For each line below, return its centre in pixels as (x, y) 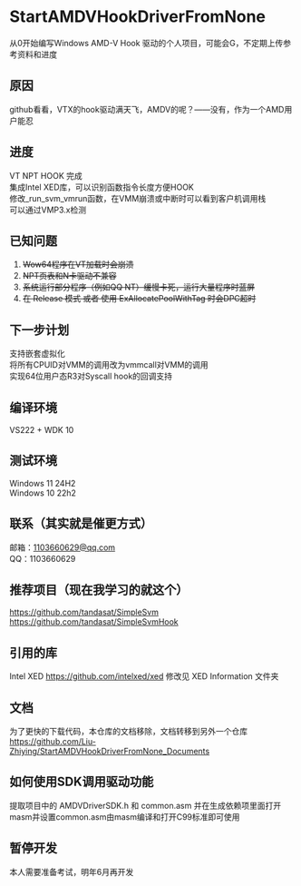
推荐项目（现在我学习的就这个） (99, 591)
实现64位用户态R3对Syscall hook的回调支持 (91, 376)
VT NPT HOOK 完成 (46, 175)
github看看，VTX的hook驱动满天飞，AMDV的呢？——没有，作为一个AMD (147, 109)
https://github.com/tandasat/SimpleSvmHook (94, 622)
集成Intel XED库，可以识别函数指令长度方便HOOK (102, 187)
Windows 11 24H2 (43, 483)
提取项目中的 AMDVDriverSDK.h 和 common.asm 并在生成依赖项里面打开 (146, 805)
